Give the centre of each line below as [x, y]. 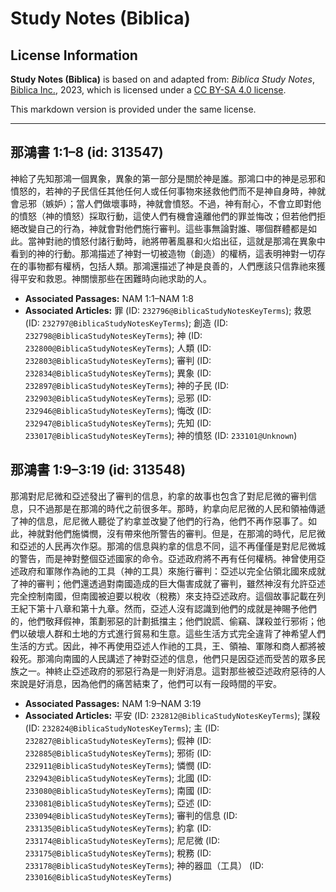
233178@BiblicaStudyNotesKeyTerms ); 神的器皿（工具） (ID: [144, 865]
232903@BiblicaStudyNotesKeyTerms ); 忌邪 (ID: [118, 398]
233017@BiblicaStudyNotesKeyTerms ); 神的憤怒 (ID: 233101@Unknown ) [161, 435]
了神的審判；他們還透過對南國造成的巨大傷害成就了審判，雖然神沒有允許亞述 [168, 583]
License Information [74, 55]
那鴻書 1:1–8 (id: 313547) [87, 152]
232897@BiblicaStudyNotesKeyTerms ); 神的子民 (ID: [127, 385]
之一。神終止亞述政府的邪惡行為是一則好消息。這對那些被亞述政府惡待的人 [172, 671]
